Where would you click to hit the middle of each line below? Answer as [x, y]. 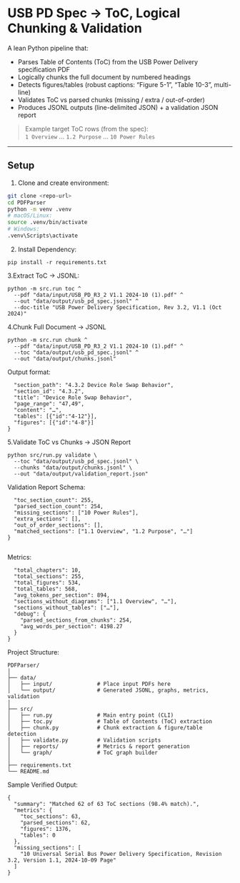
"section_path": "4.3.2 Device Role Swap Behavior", [94, 385]
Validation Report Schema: [46, 487]
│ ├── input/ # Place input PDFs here [89, 684]
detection [22, 734]
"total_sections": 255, [49, 576]
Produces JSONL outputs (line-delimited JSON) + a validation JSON [118, 107]
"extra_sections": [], [47, 519]
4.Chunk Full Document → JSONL [57, 327]
